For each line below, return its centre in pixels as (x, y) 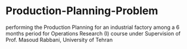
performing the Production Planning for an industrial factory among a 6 (93, 27)
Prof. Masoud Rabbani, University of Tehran (59, 40)
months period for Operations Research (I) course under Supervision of (93, 33)
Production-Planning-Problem (82, 11)
